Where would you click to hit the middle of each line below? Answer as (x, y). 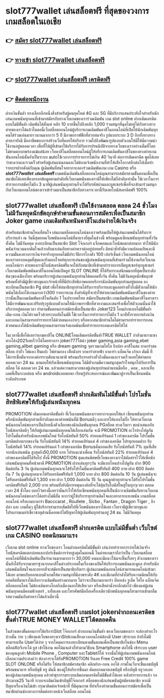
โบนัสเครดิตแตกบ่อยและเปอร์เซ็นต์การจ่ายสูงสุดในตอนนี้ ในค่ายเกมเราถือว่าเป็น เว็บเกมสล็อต (79, 553)
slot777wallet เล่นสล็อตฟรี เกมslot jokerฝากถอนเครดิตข (80, 612)
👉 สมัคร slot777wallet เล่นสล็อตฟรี (54, 40)
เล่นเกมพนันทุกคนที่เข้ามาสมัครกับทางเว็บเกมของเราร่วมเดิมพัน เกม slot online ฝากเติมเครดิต (81, 119)
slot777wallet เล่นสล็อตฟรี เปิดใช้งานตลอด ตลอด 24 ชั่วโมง (81, 206)
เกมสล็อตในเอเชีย (33, 22)
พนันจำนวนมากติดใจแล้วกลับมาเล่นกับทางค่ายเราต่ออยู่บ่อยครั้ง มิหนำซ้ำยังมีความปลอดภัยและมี (80, 249)
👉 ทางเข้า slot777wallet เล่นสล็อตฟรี (55, 60)
